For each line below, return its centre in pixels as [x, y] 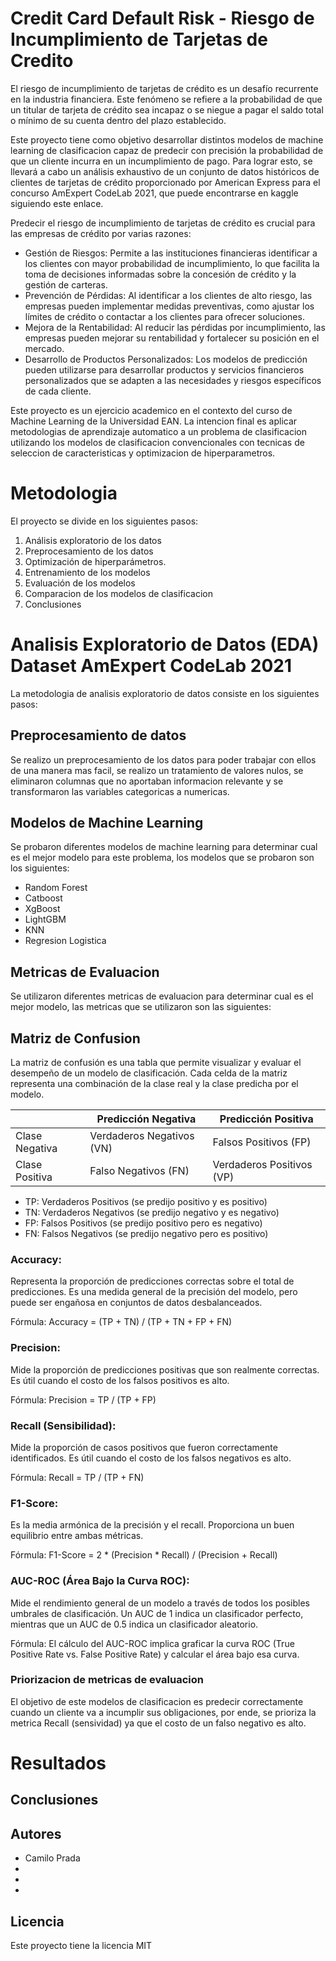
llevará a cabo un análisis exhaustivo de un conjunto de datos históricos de [165, 171]
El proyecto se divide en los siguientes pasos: [104, 521]
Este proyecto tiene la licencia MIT [81, 1946]
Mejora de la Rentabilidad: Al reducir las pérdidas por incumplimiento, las [175, 327]
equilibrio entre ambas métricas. [77, 1536]
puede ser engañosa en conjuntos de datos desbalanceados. [136, 1303]
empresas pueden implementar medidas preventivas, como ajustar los [169, 306]
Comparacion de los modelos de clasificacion [118, 593]
